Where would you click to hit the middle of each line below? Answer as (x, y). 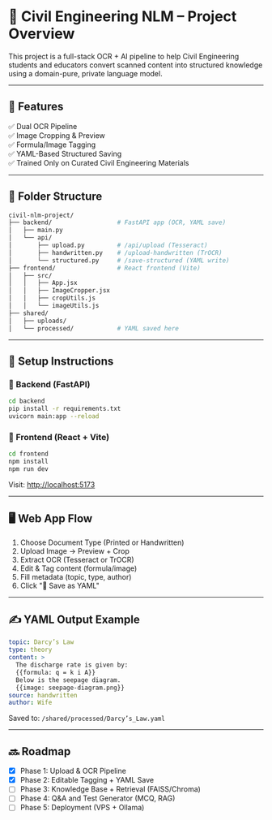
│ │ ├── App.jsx (43, 283)
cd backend (27, 401)
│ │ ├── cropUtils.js (52, 298)
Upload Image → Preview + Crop (74, 550)
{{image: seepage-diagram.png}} (70, 688)
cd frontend (28, 454)
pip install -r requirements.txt (65, 409)
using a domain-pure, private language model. (86, 73)
